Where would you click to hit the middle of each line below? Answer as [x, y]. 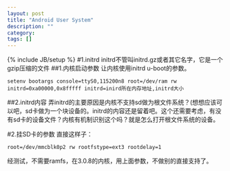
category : [21, 33]
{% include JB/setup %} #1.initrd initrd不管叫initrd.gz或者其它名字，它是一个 [115, 60]
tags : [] [20, 39]
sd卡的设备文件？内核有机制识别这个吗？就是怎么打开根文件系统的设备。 [116, 120]
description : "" [30, 26]
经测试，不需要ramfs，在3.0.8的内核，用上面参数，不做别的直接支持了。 [110, 161]
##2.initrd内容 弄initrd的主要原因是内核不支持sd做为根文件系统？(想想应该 [112, 102]
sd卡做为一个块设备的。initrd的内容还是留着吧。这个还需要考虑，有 [120, 111]
